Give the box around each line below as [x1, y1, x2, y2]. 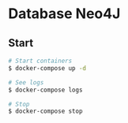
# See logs [8, 78, 44, 87]
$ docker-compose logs [8, 86, 83, 94]
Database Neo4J [8, 5, 121, 23]
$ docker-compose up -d [8, 64, 87, 72]
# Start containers [8, 57, 73, 65]
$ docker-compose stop [8, 107, 83, 115]
